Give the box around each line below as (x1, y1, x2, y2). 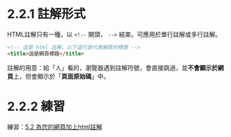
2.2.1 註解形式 (7, 6, 86, 22)
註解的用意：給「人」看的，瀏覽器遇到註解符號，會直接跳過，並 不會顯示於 (7, 63, 218, 72)
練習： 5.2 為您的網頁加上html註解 (7, 123, 102, 131)
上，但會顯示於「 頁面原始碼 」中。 (13, 72, 110, 80)
